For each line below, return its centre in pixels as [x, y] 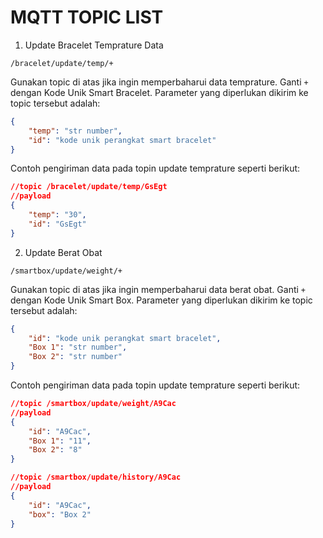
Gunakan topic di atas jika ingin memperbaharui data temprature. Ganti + [159, 82]
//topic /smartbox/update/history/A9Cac [96, 477]
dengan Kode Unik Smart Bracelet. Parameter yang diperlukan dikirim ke [159, 92]
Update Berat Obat [63, 252]
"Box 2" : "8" [55, 450]
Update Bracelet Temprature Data [94, 45]
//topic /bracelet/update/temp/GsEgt [89, 187]
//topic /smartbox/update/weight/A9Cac [93, 404]
